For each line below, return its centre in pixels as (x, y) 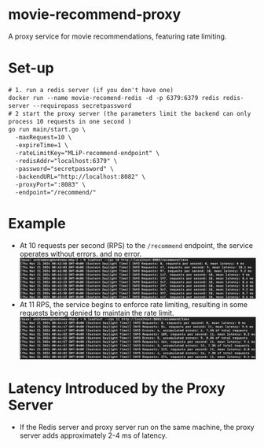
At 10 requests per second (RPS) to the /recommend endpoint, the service (136, 245)
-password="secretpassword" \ (64, 168)
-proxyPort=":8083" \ (51, 184)
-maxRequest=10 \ (44, 137)
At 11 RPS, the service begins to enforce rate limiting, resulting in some (134, 305)
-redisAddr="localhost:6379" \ (66, 161)
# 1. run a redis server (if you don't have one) (91, 90)
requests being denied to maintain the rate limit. (97, 313)
